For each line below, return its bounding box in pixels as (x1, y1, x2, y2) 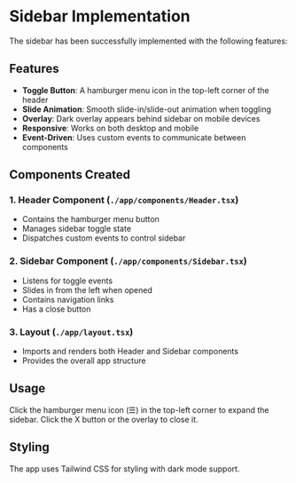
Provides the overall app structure (21, 355, 146, 366)
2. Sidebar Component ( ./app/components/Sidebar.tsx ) (9, 255, 248, 267)
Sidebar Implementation (9, 6, 191, 27)
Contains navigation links (21, 294, 114, 305)
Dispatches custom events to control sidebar (21, 233, 186, 243)
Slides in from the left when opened (21, 284, 153, 295)
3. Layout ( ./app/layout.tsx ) (9, 326, 134, 338)
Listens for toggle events (21, 275, 113, 286)
